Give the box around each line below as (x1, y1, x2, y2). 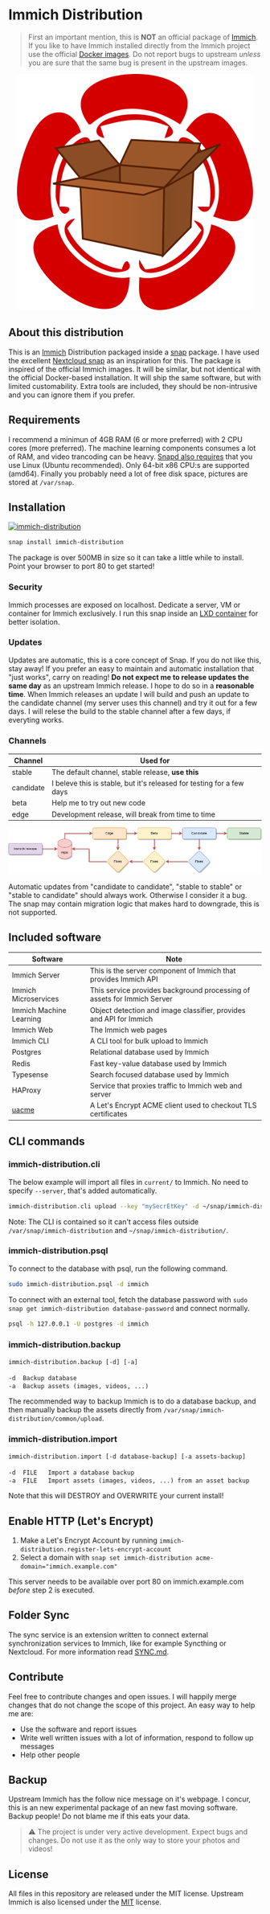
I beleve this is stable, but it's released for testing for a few (51, 778, 244, 789)
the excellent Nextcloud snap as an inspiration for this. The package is (8, 355, 241, 365)
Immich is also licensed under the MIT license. (8, 1897, 162, 1907)
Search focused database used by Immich (89, 1069, 229, 1079)
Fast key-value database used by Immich (89, 1059, 227, 1068)
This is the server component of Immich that (89, 966, 236, 976)
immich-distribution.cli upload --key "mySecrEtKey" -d (8, 1202, 199, 1211)
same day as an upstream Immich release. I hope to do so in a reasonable (8, 681, 255, 691)
